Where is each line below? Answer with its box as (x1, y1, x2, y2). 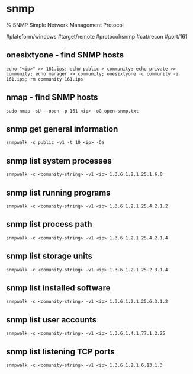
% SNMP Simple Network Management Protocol (6, 21, 124, 28)
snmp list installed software (6, 283, 111, 293)
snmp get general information (6, 124, 118, 134)
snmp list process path (6, 219, 92, 229)
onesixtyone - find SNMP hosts (6, 50, 124, 60)
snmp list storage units (6, 251, 93, 261)
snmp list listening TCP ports (6, 346, 115, 357)
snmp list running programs (6, 187, 111, 197)
